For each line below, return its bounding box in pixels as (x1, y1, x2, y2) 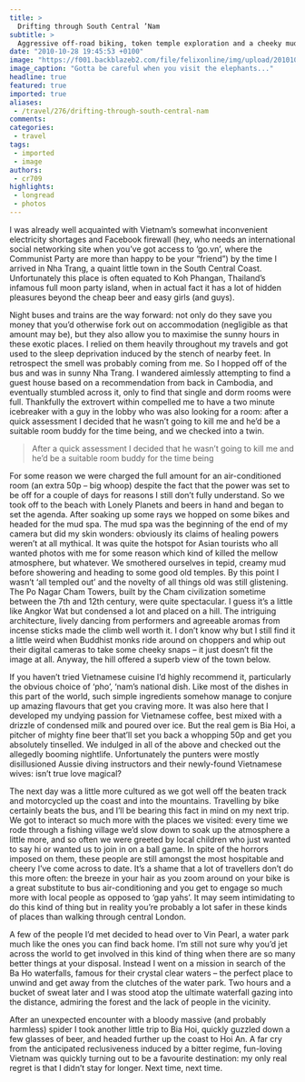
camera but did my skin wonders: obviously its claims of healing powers (9, 528, 280, 539)
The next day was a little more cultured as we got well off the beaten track (9, 786, 288, 796)
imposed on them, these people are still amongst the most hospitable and (9, 853, 284, 864)
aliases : (9, 97, 43, 107)
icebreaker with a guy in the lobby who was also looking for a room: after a (9, 406, 289, 416)
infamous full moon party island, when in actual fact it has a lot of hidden (9, 282, 281, 293)
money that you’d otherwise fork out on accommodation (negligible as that (9, 319, 289, 330)
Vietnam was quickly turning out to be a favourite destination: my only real (9, 1052, 288, 1064)
